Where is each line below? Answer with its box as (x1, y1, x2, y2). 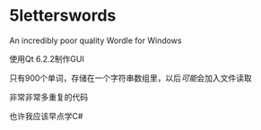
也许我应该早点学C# (9, 110, 83, 121)
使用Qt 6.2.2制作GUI (9, 53, 85, 64)
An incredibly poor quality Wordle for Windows (9, 35, 182, 46)
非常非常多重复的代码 (9, 91, 88, 102)
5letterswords (9, 5, 117, 26)
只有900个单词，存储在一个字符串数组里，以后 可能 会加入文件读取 (9, 73, 253, 83)
